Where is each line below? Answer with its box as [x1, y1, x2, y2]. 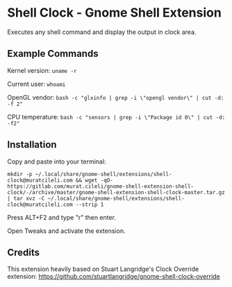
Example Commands [7, 48, 99, 60]
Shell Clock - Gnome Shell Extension [7, 5, 222, 21]
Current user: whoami [7, 80, 66, 88]
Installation [7, 139, 57, 150]
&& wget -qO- [75, 177, 113, 184]
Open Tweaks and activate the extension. [7, 227, 126, 235]
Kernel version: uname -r [7, 66, 77, 74]
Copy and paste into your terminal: [7, 157, 106, 166]
